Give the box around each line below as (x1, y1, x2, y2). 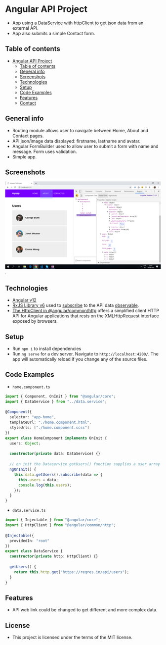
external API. (12, 25, 39, 31)
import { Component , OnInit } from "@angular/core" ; (5, 394, 116, 399)
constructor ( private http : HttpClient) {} (9, 554, 98, 559)
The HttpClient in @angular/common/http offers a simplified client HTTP (12, 308, 160, 314)
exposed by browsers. (12, 318, 58, 324)
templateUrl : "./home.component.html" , (9, 420, 92, 425)
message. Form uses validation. (12, 149, 78, 154)
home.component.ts (12, 385, 50, 390)
